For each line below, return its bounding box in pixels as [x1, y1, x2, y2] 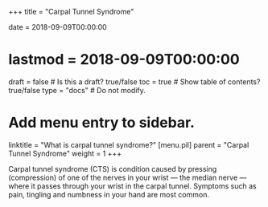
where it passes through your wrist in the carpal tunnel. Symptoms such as [8, 181, 257, 191]
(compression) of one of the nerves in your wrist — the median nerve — [8, 172, 247, 182]
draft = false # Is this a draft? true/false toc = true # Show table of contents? [8, 76, 261, 87]
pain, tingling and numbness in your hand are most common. [8, 189, 209, 199]
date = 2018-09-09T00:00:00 [8, 22, 107, 31]
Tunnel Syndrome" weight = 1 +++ [8, 148, 122, 158]
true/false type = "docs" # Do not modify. [8, 85, 146, 95]
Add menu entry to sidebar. [8, 114, 196, 132]
